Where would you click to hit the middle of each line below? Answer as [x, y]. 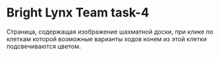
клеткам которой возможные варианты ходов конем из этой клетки [107, 38]
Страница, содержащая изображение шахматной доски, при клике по [110, 32]
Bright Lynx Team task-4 [78, 13]
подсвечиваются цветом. [44, 46]
